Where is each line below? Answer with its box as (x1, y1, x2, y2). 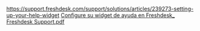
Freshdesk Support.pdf (6, 18, 65, 25)
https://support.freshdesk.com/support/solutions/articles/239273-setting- (6, 5, 194, 12)
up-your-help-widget (6, 12, 60, 19)
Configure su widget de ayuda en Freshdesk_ (61, 12, 176, 19)
